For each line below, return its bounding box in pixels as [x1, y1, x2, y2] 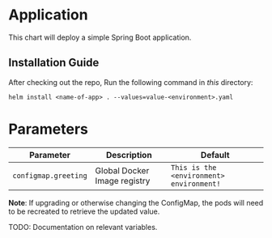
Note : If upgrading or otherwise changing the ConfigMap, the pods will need [8, 198, 264, 207]
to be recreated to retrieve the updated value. [8, 206, 160, 216]
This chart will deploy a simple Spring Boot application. [8, 32, 192, 42]
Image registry [95, 175, 151, 186]
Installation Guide [8, 56, 100, 70]
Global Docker [95, 164, 150, 176]
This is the [170, 163, 217, 172]
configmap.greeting [12, 171, 87, 180]
